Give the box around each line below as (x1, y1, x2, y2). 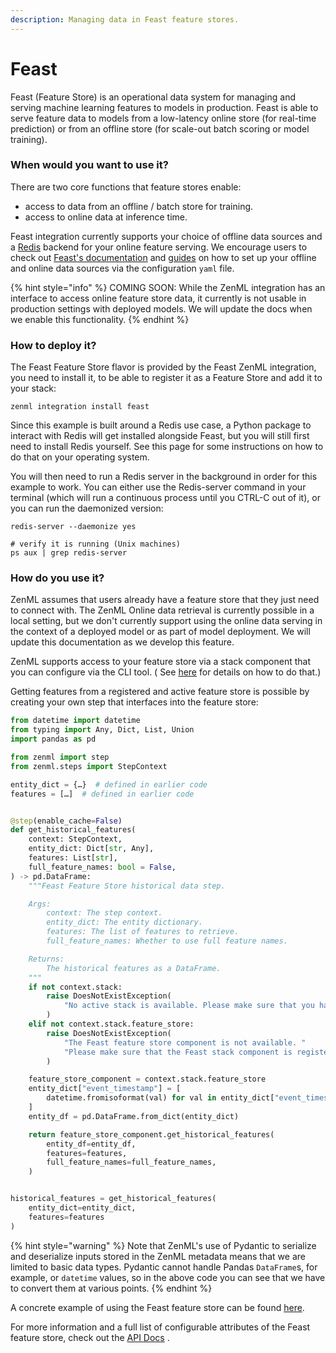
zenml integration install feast (10, 402, 150, 412)
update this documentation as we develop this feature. (10, 636, 235, 648)
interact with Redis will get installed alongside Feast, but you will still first (10, 430, 310, 442)
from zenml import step (10, 752, 110, 763)
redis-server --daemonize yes (10, 522, 137, 532)
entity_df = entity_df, (46, 1139, 137, 1149)
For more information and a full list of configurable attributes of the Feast (10, 1321, 311, 1333)
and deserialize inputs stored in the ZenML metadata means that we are (10, 1250, 306, 1262)
